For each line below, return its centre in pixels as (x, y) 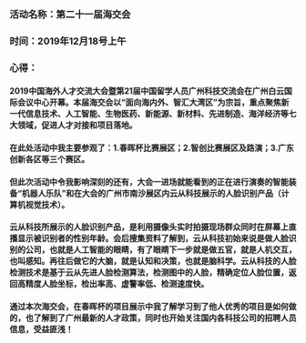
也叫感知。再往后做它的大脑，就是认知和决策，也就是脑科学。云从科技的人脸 (153, 261)
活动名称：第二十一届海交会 (70, 14)
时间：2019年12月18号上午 (68, 41)
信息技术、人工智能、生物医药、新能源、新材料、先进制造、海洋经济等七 (161, 114)
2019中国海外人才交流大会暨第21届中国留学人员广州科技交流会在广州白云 (147, 91)
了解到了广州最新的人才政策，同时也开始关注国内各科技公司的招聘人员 (165, 318)
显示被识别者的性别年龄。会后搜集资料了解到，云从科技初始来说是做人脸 (153, 238)
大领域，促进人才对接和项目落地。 (73, 126)
